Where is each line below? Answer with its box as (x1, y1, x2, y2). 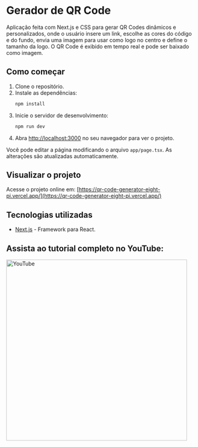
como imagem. (6, 49, 43, 56)
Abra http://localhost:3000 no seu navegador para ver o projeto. (14, 134, 175, 142)
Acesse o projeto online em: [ (6, 186, 79, 193)
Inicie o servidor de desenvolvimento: (14, 112, 108, 119)
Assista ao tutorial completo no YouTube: (6, 243, 164, 253)
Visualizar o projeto (6, 170, 81, 180)
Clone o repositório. (14, 83, 64, 90)
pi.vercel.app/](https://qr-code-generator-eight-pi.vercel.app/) (6, 192, 162, 200)
